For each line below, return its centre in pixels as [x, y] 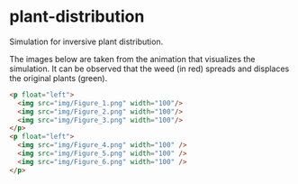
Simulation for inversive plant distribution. [86, 41]
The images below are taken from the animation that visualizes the [132, 59]
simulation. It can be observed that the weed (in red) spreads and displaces [149, 69]
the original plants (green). [59, 78]
